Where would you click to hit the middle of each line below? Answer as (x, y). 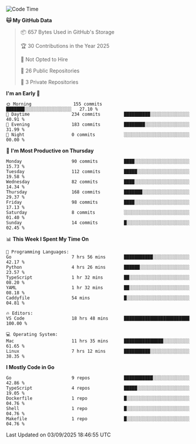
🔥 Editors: (20, 313)
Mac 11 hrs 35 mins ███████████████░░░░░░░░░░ (98, 341)
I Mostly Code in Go (30, 367)
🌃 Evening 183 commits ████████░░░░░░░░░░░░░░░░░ (98, 124)
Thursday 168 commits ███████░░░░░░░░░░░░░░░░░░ (98, 192)
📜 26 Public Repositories (50, 71)
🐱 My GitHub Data (29, 20)
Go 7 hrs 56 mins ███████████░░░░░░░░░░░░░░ (98, 257)
